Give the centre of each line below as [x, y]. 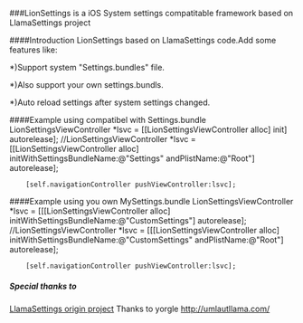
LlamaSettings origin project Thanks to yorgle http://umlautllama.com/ [140, 309]
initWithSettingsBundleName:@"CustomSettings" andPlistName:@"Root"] [147, 240]
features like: [33, 50]
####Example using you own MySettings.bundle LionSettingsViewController [151, 201]
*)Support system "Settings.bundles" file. [87, 67]
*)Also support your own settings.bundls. [87, 85]
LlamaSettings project [50, 23]
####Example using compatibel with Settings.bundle [108, 120]
